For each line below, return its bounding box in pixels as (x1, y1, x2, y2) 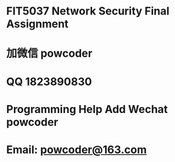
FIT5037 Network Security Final (6, 4, 170, 18)
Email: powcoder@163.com (6, 143, 147, 157)
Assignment (6, 17, 69, 31)
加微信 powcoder (6, 47, 92, 60)
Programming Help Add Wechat (6, 102, 168, 116)
